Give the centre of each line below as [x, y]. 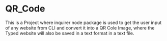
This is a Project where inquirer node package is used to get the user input [83, 22]
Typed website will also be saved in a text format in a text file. [70, 33]
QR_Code [25, 9]
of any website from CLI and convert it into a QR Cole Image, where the [80, 27]
